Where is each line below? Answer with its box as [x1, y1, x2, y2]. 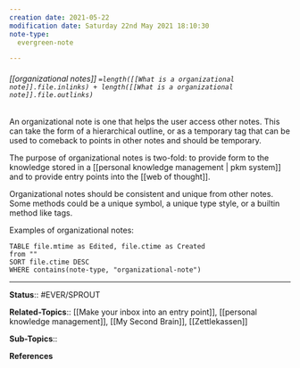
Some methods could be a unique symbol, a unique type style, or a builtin [9, 198, 280, 209]
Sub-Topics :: [9, 333, 58, 344]
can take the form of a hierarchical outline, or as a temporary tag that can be [9, 126, 290, 136]
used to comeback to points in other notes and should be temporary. [9, 135, 262, 146]
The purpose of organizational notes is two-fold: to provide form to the [9, 152, 270, 163]
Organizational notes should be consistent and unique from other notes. [9, 189, 274, 200]
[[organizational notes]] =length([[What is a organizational [9, 73, 235, 84]
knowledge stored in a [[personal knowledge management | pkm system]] [9, 162, 281, 173]
